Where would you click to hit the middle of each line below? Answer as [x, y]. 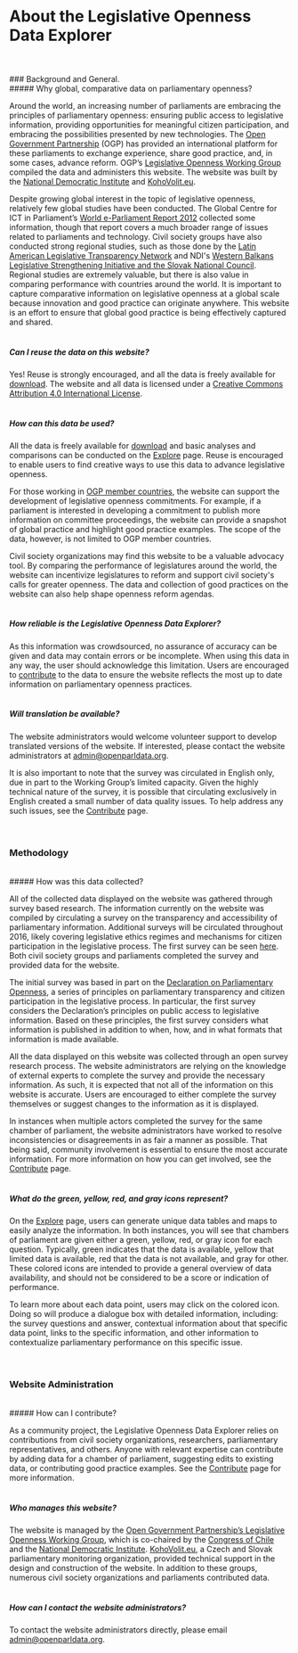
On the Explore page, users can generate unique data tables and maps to [143, 1221]
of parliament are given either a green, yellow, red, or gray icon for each [141, 1240]
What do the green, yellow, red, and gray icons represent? [119, 1198]
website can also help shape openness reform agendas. [112, 594]
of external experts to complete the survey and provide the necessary [137, 1075]
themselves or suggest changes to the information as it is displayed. [134, 1104]
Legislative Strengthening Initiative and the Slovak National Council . [133, 265]
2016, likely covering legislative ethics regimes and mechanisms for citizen [146, 937]
